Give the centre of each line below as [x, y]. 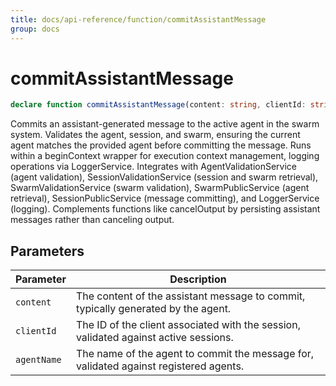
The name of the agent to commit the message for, [195, 354]
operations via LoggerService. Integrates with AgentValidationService [153, 167]
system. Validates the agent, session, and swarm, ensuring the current [155, 135]
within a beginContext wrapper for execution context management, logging [165, 156]
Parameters [47, 251]
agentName [38, 360]
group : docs [35, 29]
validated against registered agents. [160, 366]
